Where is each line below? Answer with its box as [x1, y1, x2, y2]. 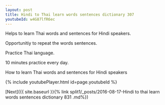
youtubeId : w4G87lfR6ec [5, 17, 56, 22]
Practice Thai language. [5, 50, 54, 56]
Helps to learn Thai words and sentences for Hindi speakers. [5, 31, 131, 37]
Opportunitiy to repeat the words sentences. [5, 40, 97, 46]
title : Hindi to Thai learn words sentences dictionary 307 [5, 12, 135, 17]
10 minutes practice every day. [5, 60, 69, 66]
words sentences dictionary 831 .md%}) [5, 94, 89, 100]
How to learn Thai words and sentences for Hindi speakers [5, 69, 128, 75]
